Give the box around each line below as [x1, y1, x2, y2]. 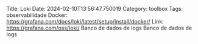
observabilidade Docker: [6, 11, 68, 19]
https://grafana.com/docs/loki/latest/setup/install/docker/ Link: [6, 18, 164, 25]
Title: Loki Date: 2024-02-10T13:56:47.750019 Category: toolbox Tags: [6, 5, 183, 12]
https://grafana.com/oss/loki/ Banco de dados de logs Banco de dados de [6, 24, 193, 31]
